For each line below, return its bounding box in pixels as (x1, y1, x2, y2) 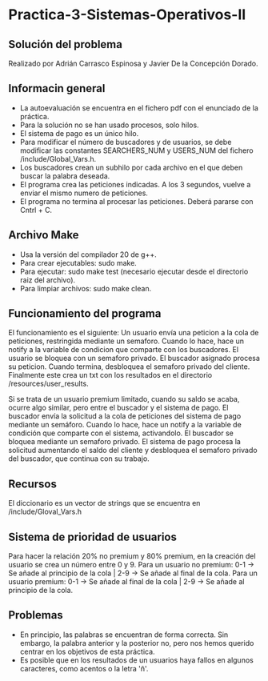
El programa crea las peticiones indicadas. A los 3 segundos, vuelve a (19, 179, 251, 189)
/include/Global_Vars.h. (19, 154, 97, 163)
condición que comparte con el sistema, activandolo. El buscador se (8, 428, 234, 438)
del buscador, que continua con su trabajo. (8, 454, 150, 463)
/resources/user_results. (8, 379, 90, 389)
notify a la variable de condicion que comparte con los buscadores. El (8, 345, 238, 355)
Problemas (8, 608, 64, 622)
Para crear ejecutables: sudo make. (19, 258, 138, 267)
